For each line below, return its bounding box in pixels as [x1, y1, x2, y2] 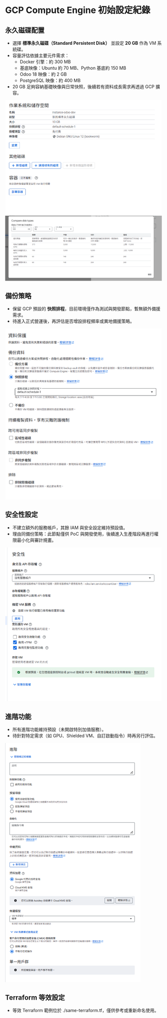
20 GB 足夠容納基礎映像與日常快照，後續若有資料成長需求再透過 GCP [12, 84, 155, 90]
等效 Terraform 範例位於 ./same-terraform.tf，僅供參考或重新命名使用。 [12, 1007, 159, 1013]
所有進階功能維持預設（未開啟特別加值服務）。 [12, 727, 106, 732]
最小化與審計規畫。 [16, 537, 56, 543]
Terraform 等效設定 [5, 993, 65, 1002]
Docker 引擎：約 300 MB [19, 59, 71, 65]
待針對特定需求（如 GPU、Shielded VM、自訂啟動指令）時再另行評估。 [12, 733, 158, 739]
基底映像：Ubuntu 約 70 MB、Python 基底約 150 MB [19, 65, 127, 71]
